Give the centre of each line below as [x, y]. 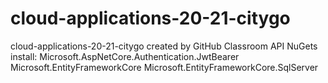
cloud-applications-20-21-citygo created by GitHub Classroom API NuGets [164, 46]
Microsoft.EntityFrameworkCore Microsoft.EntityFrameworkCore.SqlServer [164, 67]
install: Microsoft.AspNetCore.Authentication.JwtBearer [125, 56]
